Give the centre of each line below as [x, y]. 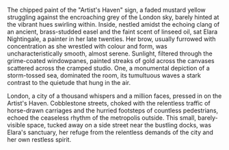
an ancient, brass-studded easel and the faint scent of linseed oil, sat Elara [112, 32]
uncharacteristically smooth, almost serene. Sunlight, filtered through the [110, 53]
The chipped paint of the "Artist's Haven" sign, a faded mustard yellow [107, 10]
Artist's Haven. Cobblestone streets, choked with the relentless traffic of [109, 103]
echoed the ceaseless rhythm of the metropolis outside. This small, [102, 118]
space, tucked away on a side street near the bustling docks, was [119, 125]
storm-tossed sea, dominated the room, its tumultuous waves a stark [104, 75]
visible [16, 125]
